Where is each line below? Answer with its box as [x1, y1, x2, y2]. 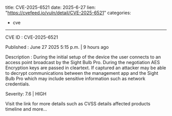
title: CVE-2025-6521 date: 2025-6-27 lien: [5, 5, 96, 10]
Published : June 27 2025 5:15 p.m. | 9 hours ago [5, 44, 109, 50]
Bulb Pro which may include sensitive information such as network [5, 76, 146, 81]
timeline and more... [5, 106, 48, 112]
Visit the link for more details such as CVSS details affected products [5, 101, 150, 106]
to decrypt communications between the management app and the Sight [5, 70, 159, 76]
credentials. [5, 81, 30, 87]
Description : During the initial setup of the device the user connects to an [5, 54, 161, 60]
